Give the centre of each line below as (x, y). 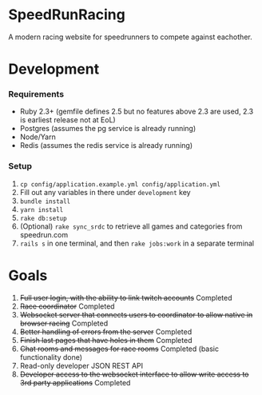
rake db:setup (43, 218)
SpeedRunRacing (67, 15)
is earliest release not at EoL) (67, 120)
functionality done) (51, 357)
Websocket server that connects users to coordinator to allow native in (136, 314)
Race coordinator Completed (67, 306)
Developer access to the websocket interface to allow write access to (134, 374)
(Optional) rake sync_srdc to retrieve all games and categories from (131, 226)
